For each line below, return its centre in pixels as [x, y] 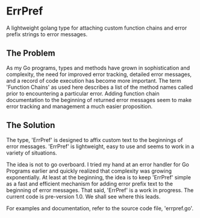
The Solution [31, 125]
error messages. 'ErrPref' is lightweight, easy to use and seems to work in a [100, 146]
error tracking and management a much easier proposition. [80, 106]
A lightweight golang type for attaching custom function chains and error [97, 28]
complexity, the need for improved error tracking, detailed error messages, [99, 74]
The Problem [31, 53]
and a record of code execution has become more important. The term [94, 80]
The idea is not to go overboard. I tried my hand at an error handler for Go [98, 164]
